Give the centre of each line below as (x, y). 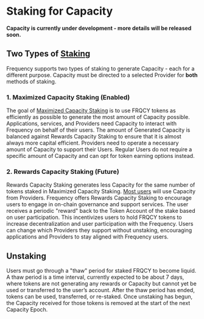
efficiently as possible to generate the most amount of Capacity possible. (98, 117)
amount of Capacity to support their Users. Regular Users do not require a (99, 149)
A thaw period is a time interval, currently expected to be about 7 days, (95, 277)
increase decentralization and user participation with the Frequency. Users (100, 224)
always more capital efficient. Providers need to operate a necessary (93, 143)
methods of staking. (31, 81)
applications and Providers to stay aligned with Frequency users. (87, 237)
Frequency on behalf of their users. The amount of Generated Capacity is (98, 130)
